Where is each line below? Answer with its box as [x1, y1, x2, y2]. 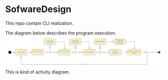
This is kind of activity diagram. [5, 69, 70, 75]
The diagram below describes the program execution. [5, 30, 117, 36]
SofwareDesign [5, 4, 71, 15]
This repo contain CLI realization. [5, 20, 74, 26]
